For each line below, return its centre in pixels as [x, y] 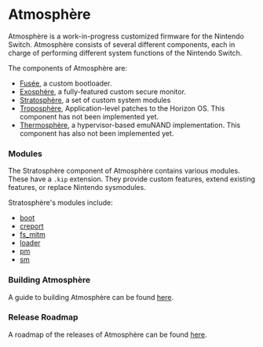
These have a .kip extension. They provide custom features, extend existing [132, 179]
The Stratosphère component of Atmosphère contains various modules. [124, 171]
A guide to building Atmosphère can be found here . [91, 297]
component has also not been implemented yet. [97, 133]
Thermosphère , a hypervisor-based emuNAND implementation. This [130, 125]
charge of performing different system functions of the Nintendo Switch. [125, 53]
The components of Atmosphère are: [68, 68]
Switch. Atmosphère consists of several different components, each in [122, 44]
